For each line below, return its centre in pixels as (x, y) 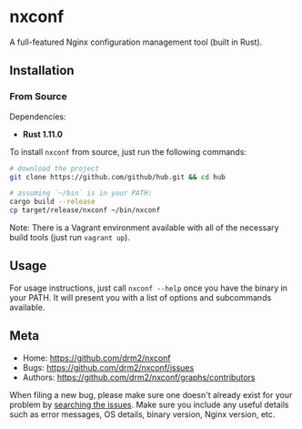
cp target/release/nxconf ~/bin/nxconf (85, 210)
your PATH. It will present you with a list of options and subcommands (141, 297)
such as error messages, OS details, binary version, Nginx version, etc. (142, 414)
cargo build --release (52, 202)
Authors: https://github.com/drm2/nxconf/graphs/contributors (139, 377)
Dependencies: (38, 117)
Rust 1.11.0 (43, 134)
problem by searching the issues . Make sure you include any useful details (149, 404)
